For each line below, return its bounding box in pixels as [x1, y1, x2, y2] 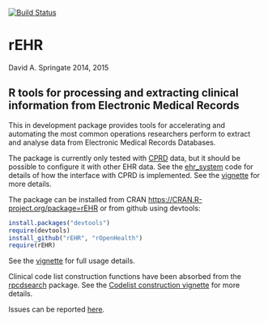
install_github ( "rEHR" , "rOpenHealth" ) [8, 234, 143, 242]
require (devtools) [8, 227, 70, 235]
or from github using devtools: [100, 203, 201, 213]
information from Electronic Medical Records [8, 99, 240, 112]
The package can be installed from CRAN [8, 194, 147, 204]
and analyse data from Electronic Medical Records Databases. [8, 138, 216, 147]
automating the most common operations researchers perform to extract [8, 129, 251, 138]
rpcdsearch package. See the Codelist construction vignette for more [8, 280, 240, 290]
